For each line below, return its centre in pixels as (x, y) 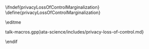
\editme (13, 22)
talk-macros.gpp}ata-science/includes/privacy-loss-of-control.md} (74, 32)
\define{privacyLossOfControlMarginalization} (53, 12)
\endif (11, 41)
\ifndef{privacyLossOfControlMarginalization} (52, 7)
